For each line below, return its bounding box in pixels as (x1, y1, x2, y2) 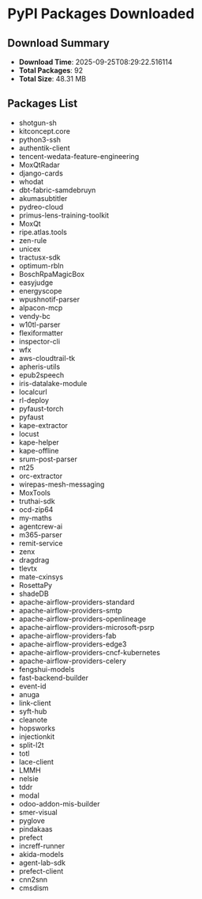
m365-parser (18, 529, 62, 539)
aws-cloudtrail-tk (18, 353, 76, 362)
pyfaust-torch (18, 404, 64, 413)
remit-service (18, 538, 63, 548)
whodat (18, 176, 44, 186)
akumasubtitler (18, 193, 68, 203)
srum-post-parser (18, 454, 78, 464)
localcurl (18, 387, 48, 396)
